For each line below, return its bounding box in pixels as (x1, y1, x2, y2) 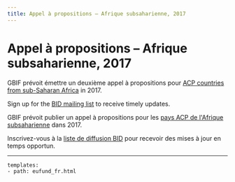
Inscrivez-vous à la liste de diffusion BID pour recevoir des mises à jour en (7, 134, 222, 142)
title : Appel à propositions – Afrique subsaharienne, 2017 (7, 10, 187, 17)
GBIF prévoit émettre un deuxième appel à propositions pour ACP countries (7, 78, 225, 87)
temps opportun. (7, 141, 56, 150)
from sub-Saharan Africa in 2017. (7, 85, 103, 94)
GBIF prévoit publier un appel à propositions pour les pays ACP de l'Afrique (7, 113, 224, 121)
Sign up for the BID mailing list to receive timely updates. (7, 99, 171, 108)
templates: (7, 162, 39, 169)
